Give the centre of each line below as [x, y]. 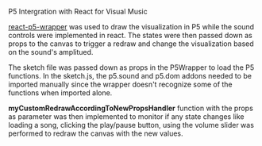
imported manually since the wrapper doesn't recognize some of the [120, 84]
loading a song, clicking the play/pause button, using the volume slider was [131, 125]
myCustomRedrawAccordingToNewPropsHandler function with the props [131, 108]
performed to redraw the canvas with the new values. [96, 133]
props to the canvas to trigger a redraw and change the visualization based [131, 44]
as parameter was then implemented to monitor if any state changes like [126, 117]
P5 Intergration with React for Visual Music [78, 12]
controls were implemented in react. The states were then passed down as [130, 35]
